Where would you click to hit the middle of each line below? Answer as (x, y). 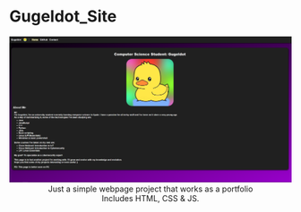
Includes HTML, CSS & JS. (150, 199)
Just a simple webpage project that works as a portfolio (150, 189)
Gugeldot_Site (63, 17)
